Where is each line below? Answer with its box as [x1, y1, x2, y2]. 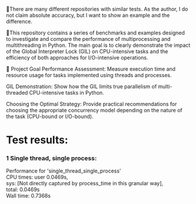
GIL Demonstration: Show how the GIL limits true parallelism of [6, 83, 157, 90]
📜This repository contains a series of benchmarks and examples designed [6, 29, 185, 36]
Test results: [6, 133, 68, 147]
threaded [6, 89, 28, 96]
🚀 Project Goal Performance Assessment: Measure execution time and [6, 65, 176, 72]
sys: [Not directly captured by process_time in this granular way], [6, 180, 164, 187]
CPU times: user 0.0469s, [6, 174, 68, 181]
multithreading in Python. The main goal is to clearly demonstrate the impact [6, 42, 191, 49]
